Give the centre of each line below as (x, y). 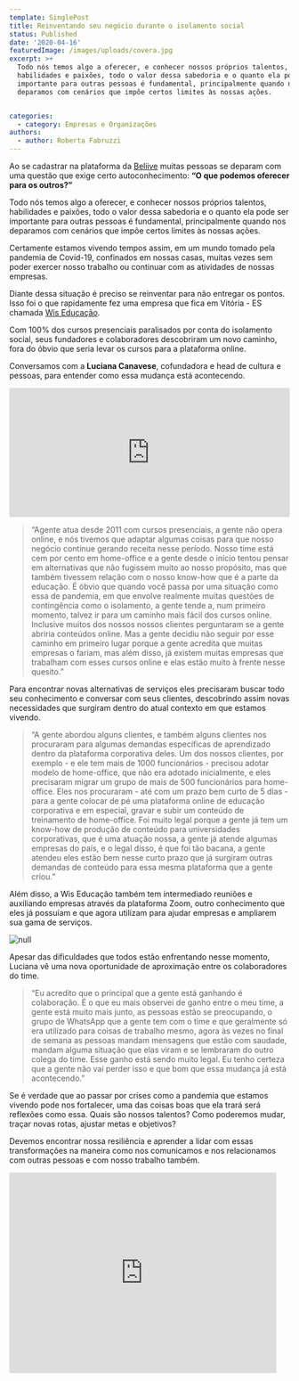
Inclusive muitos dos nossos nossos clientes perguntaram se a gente (158, 624)
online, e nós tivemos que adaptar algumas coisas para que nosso (152, 539)
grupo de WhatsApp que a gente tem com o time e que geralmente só (159, 1021)
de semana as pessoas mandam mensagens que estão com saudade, (159, 1040)
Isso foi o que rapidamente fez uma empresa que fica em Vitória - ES (136, 303)
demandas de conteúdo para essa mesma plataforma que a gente (152, 867)
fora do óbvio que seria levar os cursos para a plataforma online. (128, 349)
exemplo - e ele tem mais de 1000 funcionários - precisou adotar (150, 763)
